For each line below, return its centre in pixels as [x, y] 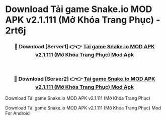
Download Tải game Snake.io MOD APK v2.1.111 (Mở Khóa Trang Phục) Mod [83, 108]
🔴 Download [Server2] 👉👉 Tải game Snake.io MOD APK [85, 79]
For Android [18, 113]
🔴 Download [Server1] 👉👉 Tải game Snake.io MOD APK [85, 47]
